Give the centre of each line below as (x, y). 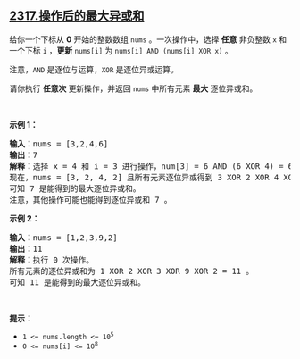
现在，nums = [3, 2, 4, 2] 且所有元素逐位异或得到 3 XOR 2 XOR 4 (144, 177)
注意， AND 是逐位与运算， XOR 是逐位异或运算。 (94, 69)
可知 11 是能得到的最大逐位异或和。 (77, 282)
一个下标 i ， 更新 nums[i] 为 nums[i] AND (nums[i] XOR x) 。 (121, 50)
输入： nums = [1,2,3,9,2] (63, 238)
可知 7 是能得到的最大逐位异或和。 (75, 188)
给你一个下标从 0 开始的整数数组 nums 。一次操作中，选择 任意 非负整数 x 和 (148, 39)
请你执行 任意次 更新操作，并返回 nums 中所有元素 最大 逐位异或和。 (133, 88)
